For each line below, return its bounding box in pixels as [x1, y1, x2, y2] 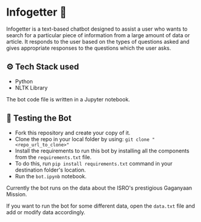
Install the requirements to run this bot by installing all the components [14, 147, 190, 154]
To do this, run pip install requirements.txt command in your [14, 160, 173, 167]
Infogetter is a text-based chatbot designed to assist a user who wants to [6, 25, 188, 32]
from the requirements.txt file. [14, 153, 92, 161]
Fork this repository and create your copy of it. [14, 129, 131, 136]
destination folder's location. [14, 166, 86, 173]
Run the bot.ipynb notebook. [14, 172, 87, 179]
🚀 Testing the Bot [6, 113, 72, 124]
